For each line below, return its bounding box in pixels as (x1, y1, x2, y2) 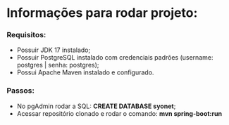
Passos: (6, 86, 35, 96)
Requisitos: (6, 30, 47, 40)
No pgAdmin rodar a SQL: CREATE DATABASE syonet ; (16, 102, 176, 110)
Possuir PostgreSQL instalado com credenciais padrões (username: (16, 53, 213, 62)
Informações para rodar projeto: (6, 5, 198, 21)
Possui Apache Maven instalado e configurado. (16, 68, 154, 77)
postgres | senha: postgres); (16, 61, 99, 70)
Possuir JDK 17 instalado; (16, 46, 91, 54)
